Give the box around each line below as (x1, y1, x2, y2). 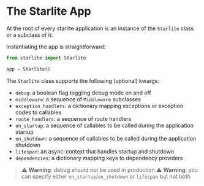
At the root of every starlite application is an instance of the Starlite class (6, 25, 194, 32)
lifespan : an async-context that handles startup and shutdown (15, 147, 175, 155)
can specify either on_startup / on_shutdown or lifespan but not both (21, 172, 191, 180)
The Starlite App (6, 4, 91, 18)
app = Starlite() (6, 66, 51, 72)
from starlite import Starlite (6, 55, 86, 61)
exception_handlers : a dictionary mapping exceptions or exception (15, 102, 184, 109)
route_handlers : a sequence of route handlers (15, 115, 132, 122)
